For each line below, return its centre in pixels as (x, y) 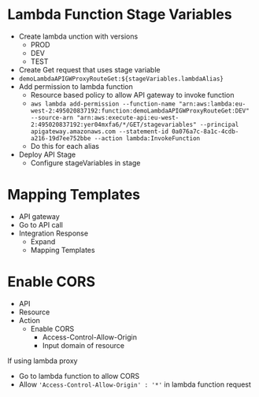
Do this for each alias (65, 146)
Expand (43, 241)
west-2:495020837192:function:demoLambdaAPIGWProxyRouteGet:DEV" (140, 111)
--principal (219, 124)
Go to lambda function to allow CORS (79, 376)
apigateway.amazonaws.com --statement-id (99, 132)
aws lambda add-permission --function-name (103, 104)
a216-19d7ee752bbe (61, 138)
